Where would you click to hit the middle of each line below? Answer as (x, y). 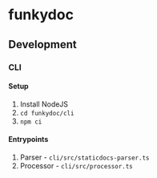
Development (43, 44)
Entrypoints (28, 140)
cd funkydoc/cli (47, 113)
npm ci (31, 122)
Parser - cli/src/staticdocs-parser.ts (85, 157)
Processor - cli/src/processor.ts (76, 165)
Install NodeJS (44, 104)
